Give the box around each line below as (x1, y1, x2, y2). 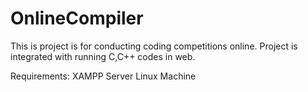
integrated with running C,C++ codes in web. (10, 50, 196, 62)
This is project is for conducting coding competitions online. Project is (10, 40, 298, 52)
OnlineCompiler (10, 7, 144, 30)
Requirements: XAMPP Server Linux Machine (10, 70, 197, 82)
